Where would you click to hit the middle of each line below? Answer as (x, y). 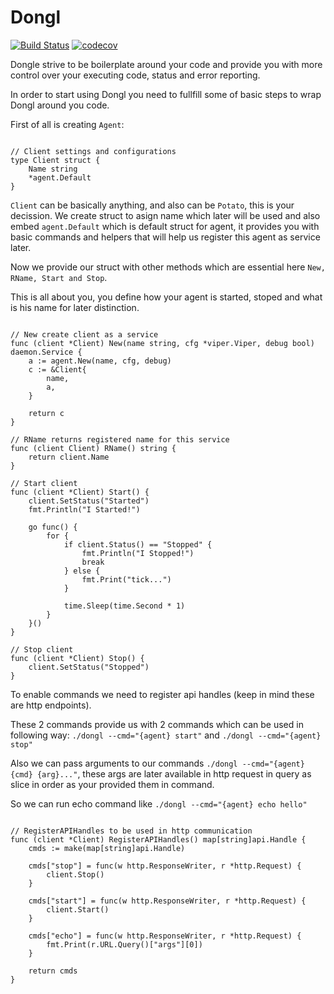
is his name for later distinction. (75, 307)
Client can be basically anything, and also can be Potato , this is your (152, 205)
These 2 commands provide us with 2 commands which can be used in (157, 724)
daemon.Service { (46, 352)
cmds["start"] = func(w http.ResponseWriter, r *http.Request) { (167, 901)
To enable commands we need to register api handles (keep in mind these (162, 694)
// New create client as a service (84, 334)
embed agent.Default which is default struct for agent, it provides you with (165, 226)
